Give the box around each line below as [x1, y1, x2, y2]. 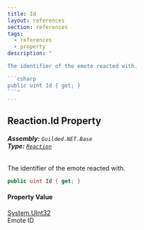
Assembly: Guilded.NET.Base [7, 134, 93, 143]
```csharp [7, 75, 37, 82]
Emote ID [7, 217, 34, 225]
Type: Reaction [7, 142, 52, 151]
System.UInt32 [7, 209, 51, 217]
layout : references [7, 17, 65, 24]
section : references [7, 23, 69, 30]
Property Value [7, 192, 53, 202]
